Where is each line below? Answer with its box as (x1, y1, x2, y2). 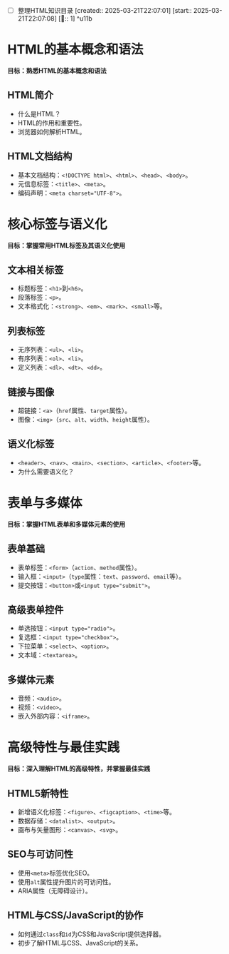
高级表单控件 (7, 604, 64, 616)
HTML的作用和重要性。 (17, 118, 86, 127)
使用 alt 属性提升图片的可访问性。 (17, 877, 115, 886)
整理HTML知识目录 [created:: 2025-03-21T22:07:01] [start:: (17, 6, 192, 14)
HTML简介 (7, 89, 54, 101)
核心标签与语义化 (7, 216, 108, 232)
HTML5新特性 (7, 787, 69, 799)
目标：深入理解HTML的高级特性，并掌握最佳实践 (7, 764, 151, 773)
